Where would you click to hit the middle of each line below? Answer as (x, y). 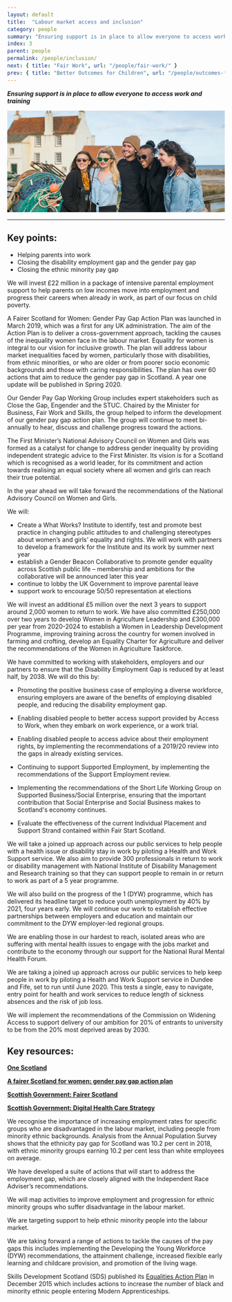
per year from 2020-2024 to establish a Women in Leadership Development (115, 626)
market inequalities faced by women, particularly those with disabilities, (109, 355)
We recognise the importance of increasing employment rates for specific (112, 1122)
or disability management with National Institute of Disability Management (112, 866)
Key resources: (40, 1051)
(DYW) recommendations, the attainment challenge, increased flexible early (115, 1256)
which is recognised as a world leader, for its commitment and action (105, 463)
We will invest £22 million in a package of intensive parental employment (110, 283)
